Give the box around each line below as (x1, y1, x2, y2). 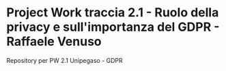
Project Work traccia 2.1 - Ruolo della (6, 5, 219, 20)
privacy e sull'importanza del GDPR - (6, 19, 220, 35)
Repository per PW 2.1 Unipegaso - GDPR (6, 56, 124, 64)
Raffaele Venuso (6, 34, 102, 49)
